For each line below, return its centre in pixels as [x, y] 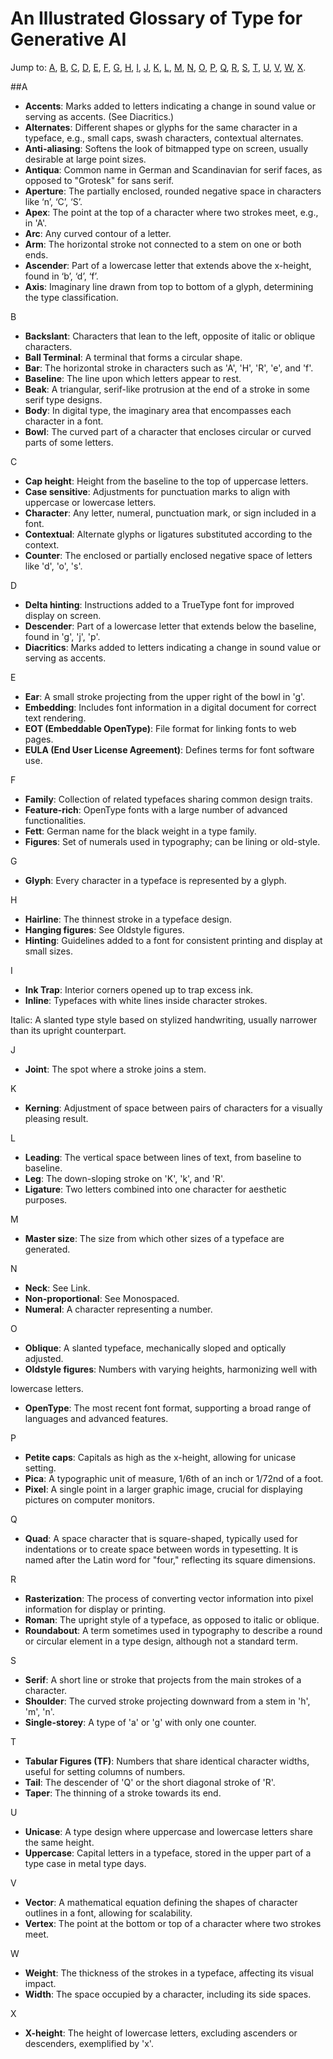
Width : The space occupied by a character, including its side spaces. [168, 1994]
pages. [39, 739]
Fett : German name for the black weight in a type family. [140, 831]
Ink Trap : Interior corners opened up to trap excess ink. [139, 989]
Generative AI [68, 39]
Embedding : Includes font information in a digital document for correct [170, 707]
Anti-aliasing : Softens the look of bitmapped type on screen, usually [166, 148]
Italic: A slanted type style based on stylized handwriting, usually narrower [164, 1019]
